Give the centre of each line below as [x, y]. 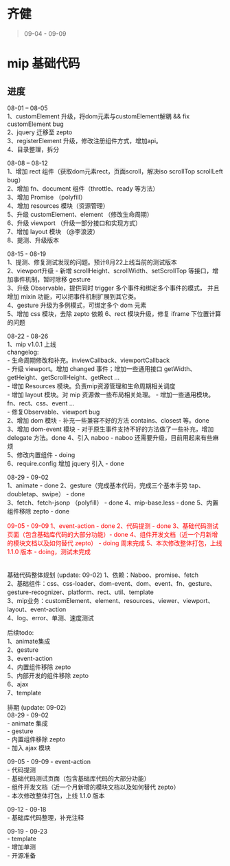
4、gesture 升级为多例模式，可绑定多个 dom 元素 [77, 305]
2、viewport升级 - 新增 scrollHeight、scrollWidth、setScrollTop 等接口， [110, 271]
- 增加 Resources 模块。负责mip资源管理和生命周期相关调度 [92, 386]
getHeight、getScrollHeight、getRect [60, 377]
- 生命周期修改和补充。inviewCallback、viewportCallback [89, 360]
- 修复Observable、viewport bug [54, 412]
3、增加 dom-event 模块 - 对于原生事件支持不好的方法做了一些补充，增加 [111, 429]
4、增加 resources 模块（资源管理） [58, 205]
